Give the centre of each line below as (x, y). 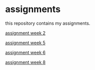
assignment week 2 (25, 33)
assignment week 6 (25, 52)
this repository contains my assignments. (48, 23)
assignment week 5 (25, 43)
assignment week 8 (25, 62)
